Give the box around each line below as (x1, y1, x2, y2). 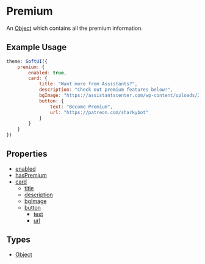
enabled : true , (28, 70, 67, 76)
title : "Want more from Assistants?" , (38, 81, 138, 87)
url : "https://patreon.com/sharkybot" (49, 109, 149, 115)
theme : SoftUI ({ (6, 58, 48, 65)
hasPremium (15, 171, 47, 179)
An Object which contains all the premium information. (6, 24, 143, 32)
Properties (6, 149, 48, 159)
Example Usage (6, 42, 67, 52)
